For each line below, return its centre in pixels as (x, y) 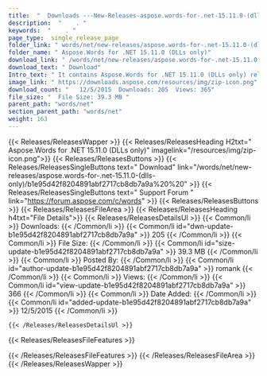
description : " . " (48, 23)
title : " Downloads (44, 16)
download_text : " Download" (55, 68)
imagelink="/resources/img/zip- (204, 150)
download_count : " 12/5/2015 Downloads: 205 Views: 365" (112, 89)
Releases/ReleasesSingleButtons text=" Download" (92, 167)
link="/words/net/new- (215, 167)
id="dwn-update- (205, 226)
